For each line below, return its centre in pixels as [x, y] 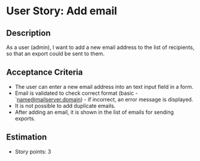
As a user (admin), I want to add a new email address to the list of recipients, [100, 47]
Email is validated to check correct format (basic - [76, 93]
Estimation [27, 137]
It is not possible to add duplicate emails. [65, 106]
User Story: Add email [62, 11]
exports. [25, 118]
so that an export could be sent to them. [56, 54]
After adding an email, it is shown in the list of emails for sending [94, 112]
